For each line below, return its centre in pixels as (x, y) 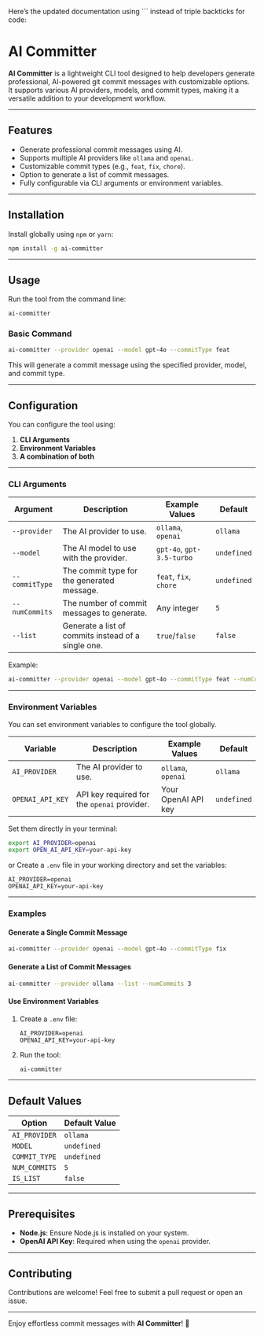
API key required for (113, 794)
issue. (18, 1301)
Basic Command (40, 334)
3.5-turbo (174, 558)
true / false (176, 636)
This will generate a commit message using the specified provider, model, (128, 365)
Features (30, 130)
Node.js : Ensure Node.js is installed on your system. (104, 1233)
